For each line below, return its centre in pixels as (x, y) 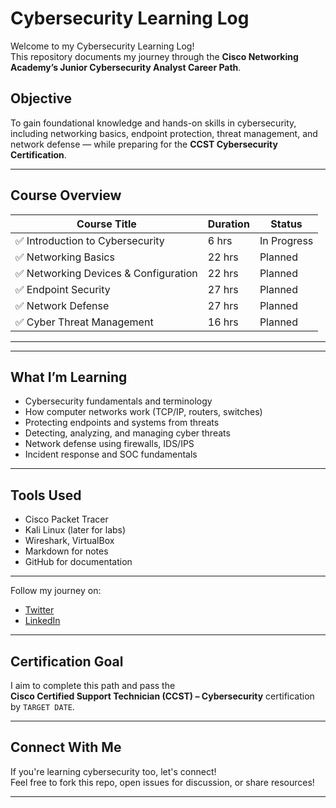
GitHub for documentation (78, 562)
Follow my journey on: (56, 591)
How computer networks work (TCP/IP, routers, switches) (143, 412)
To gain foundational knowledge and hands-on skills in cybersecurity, (153, 123)
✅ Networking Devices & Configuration (106, 273)
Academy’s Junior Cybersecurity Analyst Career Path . (126, 67)
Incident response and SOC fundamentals (111, 454)
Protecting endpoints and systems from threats (122, 423)
